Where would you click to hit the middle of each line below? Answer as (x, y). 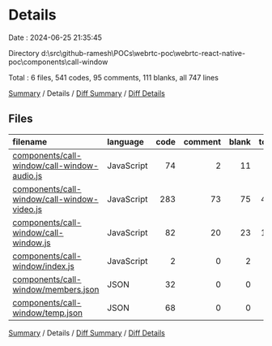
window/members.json (56, 289)
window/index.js (43, 266)
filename (30, 141)
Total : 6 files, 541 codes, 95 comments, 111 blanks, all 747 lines (113, 77)
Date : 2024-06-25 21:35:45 (55, 37)
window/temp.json (48, 313)
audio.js (28, 175)
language (125, 141)
